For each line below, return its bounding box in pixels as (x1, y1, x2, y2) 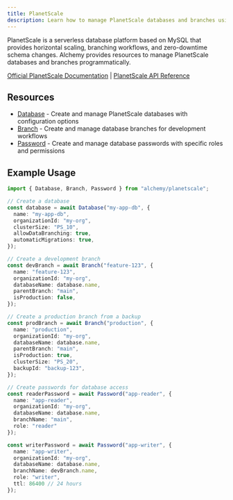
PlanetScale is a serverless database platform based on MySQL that (7, 35, 202, 44)
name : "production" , (13, 326, 73, 333)
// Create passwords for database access (7, 383, 129, 391)
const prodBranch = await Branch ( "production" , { (7, 319, 154, 326)
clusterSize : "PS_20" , (13, 358, 79, 365)
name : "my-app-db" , (13, 210, 70, 217)
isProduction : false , (13, 294, 76, 301)
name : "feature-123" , (13, 268, 76, 275)
